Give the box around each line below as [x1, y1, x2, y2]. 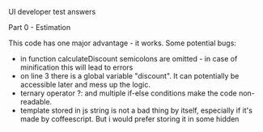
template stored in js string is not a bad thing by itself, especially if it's [19, 105, 253, 115]
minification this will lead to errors [19, 62, 134, 72]
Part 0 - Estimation [8, 23, 71, 32]
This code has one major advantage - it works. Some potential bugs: [8, 38, 237, 48]
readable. [19, 97, 53, 106]
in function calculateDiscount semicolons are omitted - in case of [19, 54, 238, 63]
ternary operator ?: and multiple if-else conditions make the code [19, 88, 237, 98]
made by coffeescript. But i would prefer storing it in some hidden [19, 114, 240, 124]
